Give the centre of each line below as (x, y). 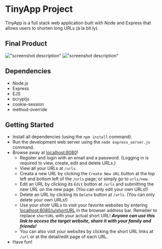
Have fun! (22, 242)
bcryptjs (21, 99)
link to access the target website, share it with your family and (85, 221)
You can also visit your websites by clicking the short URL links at (86, 232)
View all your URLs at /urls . (48, 168)
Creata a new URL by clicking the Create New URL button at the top (87, 174)
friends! (28, 226)
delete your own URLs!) (44, 200)
